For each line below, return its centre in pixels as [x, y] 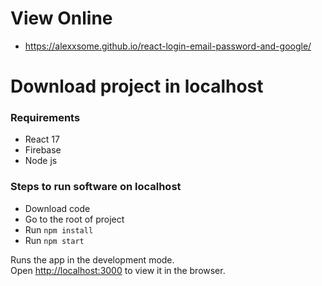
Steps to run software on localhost [96, 187]
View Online [61, 18]
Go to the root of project [74, 219]
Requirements [45, 118]
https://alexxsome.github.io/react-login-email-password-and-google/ [168, 46]
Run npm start [54, 240]
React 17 [42, 139]
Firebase [43, 150]
